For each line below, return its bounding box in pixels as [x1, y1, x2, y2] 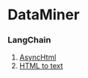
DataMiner [7, 6, 80, 24]
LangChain [7, 35, 52, 46]
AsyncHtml [19, 52, 57, 62]
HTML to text [19, 61, 64, 71]
